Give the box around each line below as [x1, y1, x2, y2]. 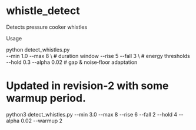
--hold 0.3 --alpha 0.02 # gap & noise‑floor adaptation [6, 59, 138, 66]
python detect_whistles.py [6, 46, 70, 53]
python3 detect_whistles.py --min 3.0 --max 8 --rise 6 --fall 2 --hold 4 [6, 111, 178, 118]
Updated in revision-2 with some [6, 79, 169, 93]
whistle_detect [6, 4, 81, 18]
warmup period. [6, 92, 87, 105]
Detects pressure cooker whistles [6, 23, 88, 30]
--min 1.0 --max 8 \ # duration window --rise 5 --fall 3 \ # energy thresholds [6, 52, 190, 59]
